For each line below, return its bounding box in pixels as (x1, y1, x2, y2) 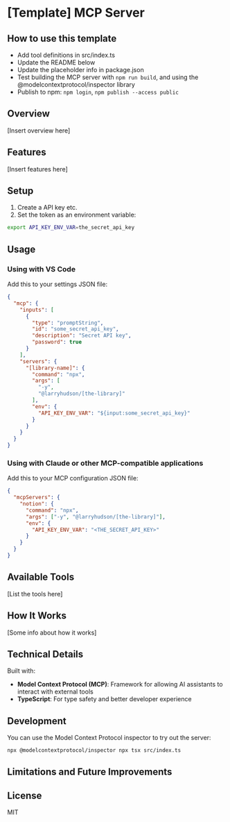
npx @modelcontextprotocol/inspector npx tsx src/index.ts (7, 747, 182, 754)
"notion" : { (19, 501, 54, 508)
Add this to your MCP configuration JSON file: (7, 474, 139, 483)
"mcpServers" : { (13, 494, 60, 501)
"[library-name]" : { (25, 364, 85, 371)
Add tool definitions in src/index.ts (17, 51, 116, 59)
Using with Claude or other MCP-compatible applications (7, 458, 204, 468)
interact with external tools (17, 687, 94, 696)
